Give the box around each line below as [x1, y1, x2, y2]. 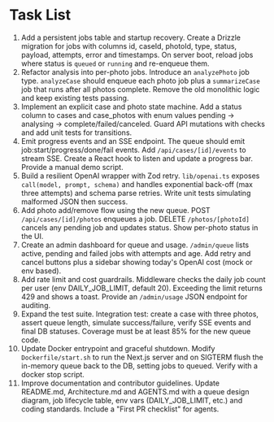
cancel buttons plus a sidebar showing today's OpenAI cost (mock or [20, 257, 253, 267]
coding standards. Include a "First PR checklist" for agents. [20, 404, 220, 414]
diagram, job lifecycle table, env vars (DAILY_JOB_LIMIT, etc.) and [20, 395, 243, 405]
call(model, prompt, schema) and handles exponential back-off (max [20, 179, 253, 189]
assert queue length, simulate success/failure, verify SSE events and [20, 317, 251, 327]
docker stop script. [20, 369, 85, 379]
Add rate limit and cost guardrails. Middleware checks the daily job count [20, 274, 266, 284]
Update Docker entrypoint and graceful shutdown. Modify [20, 343, 215, 353]
